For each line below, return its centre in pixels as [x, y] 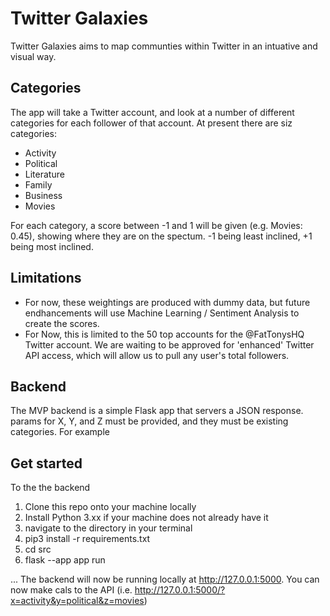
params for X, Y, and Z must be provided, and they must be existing [149, 421]
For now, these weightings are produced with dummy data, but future [167, 302]
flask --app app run [65, 560]
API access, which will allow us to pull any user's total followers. [157, 355]
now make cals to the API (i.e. [71, 590]
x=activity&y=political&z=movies [77, 601]
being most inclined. [52, 246]
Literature [44, 174]
